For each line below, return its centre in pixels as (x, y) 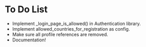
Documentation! (29, 40)
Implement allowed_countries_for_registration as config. (71, 29)
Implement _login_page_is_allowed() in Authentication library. (76, 24)
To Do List (26, 9)
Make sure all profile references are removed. (60, 34)
